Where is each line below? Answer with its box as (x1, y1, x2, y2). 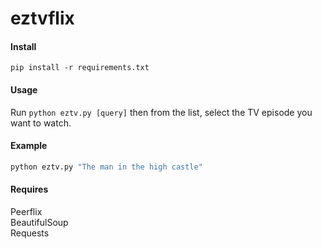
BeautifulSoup (10, 216, 69, 228)
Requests (10, 227, 50, 239)
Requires (10, 183, 49, 196)
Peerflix (10, 205, 43, 217)
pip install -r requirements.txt (10, 63, 150, 73)
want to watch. (10, 117, 72, 129)
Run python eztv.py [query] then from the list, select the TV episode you (10, 106, 313, 118)
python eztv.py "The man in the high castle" (10, 162, 203, 172)
